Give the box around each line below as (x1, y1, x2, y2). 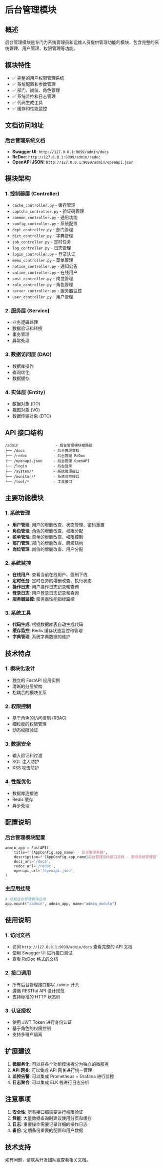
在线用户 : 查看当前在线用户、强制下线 (12, 572, 88, 577)
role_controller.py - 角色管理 (12, 282, 73, 287)
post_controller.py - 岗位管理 (12, 276, 73, 282)
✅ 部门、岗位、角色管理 (12, 87, 60, 93)
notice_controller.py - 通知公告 (12, 264, 78, 269)
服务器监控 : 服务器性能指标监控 (12, 596, 75, 602)
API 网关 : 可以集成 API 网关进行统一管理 (12, 1067, 92, 1073)
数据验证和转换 (12, 326, 42, 331)
